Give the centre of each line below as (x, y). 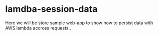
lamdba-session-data (51, 9)
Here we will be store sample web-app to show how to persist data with (79, 23)
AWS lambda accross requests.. (38, 28)
